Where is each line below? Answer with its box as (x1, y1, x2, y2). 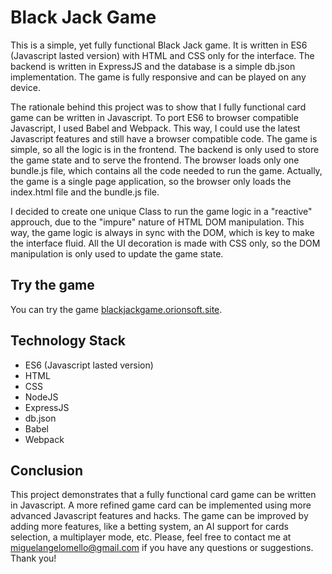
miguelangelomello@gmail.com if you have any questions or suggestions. (10, 542, 314, 554)
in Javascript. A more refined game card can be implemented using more (10, 499, 312, 511)
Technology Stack (10, 332, 126, 350)
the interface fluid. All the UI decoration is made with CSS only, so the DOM (10, 237, 321, 249)
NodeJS (24, 391, 59, 403)
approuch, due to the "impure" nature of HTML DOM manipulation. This (10, 216, 305, 228)
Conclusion (10, 462, 84, 479)
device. (10, 81, 41, 93)
